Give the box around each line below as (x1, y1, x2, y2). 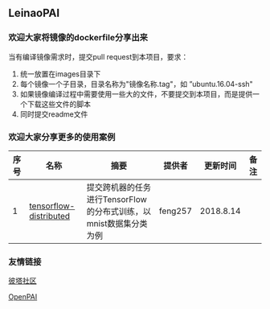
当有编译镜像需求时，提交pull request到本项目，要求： (8, 51, 189, 61)
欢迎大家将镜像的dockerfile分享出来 (8, 32, 149, 43)
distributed (29, 210, 71, 221)
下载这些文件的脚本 (27, 99, 91, 109)
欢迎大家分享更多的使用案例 (8, 131, 116, 142)
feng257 (159, 205, 193, 216)
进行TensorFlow (86, 193, 147, 204)
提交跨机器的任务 (86, 181, 151, 192)
